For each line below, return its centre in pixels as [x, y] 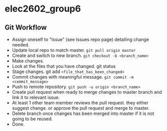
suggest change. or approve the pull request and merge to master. [81, 108]
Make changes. [28, 61]
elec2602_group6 [43, 9]
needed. [21, 45]
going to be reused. [32, 119]
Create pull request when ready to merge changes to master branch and [87, 92]
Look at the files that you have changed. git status [64, 66]
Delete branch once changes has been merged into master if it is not [83, 113]
